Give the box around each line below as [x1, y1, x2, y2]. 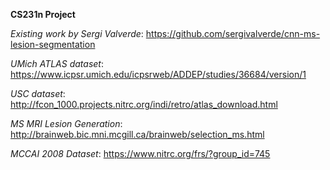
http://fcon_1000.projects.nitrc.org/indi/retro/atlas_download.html [10, 99, 278, 110]
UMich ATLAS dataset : [10, 58, 104, 69]
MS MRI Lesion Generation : [10, 118, 123, 129]
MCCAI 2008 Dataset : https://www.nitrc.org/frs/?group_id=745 [10, 148, 271, 159]
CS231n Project [10, 9, 76, 20]
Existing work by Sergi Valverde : [10, 28, 144, 39]
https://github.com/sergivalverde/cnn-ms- [145, 28, 321, 39]
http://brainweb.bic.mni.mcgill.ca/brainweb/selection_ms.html [10, 129, 265, 140]
